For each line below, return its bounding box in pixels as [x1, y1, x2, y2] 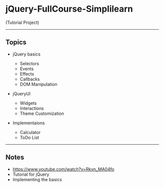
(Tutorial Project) [5, 19, 39, 25]
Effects [19, 71, 35, 76]
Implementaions [12, 120, 45, 126]
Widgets [19, 100, 37, 106]
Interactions [19, 105, 44, 111]
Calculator [19, 129, 41, 135]
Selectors [19, 60, 39, 66]
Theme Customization [19, 111, 65, 116]
